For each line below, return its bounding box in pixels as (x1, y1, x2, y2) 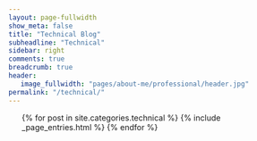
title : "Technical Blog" (8, 29, 101, 38)
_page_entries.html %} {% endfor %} (21, 121, 158, 132)
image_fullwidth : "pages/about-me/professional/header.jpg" (20, 79, 250, 88)
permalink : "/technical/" (8, 87, 105, 96)
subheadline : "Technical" (8, 37, 105, 47)
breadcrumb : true (8, 63, 73, 72)
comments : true (8, 54, 65, 63)
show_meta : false (8, 21, 73, 30)
